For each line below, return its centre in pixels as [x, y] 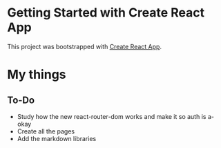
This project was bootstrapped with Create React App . [85, 46]
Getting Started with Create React [106, 13]
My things [37, 75]
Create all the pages [46, 131]
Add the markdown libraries [57, 138]
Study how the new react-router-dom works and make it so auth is [112, 116]
